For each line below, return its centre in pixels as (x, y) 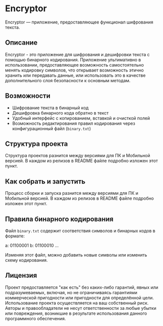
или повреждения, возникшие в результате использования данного (76, 313)
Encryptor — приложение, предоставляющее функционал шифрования (79, 22)
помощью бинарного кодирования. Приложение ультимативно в (73, 60)
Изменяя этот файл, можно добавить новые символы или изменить (76, 255)
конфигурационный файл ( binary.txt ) (52, 128)
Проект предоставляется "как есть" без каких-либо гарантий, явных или (82, 287)
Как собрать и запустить (45, 181)
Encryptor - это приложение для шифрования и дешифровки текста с (78, 54)
